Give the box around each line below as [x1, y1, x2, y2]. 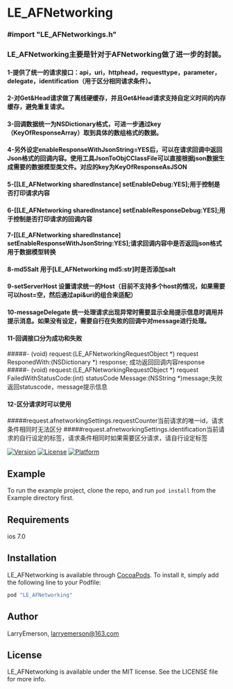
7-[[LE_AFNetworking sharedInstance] [7, 231, 121, 239]
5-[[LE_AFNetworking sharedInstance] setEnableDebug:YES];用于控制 [7, 180, 214, 188]
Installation [7, 552, 57, 564]
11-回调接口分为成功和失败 [7, 334, 83, 342]
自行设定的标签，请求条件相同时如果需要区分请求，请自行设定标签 [19, 434, 208, 442]
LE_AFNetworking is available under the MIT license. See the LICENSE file [7, 667, 218, 676]
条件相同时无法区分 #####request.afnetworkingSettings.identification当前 [7, 425, 219, 434]
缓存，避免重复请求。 [7, 103, 68, 111]
